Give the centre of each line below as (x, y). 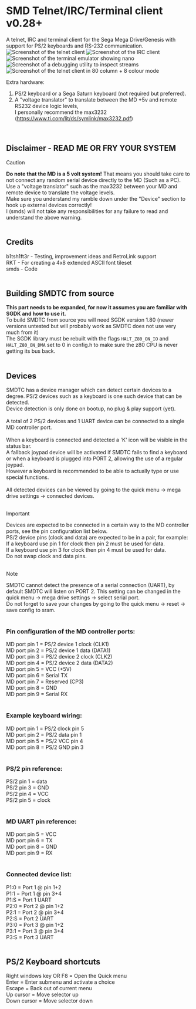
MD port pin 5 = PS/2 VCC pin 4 (45, 741)
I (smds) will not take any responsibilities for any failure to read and (87, 211)
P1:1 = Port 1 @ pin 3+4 (34, 893)
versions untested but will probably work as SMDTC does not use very (91, 326)
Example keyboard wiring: (44, 716)
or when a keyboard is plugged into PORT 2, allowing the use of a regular (94, 458)
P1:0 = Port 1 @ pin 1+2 (34, 887)
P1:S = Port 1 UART (29, 900)
